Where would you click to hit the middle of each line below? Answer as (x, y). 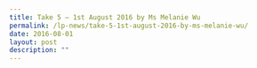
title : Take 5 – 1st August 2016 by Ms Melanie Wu (105, 17)
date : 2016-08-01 (41, 34)
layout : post (33, 42)
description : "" (39, 50)
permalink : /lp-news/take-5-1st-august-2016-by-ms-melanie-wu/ (129, 26)
